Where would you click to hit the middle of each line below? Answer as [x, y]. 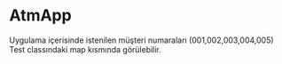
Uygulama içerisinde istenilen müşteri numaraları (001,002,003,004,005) [141, 40]
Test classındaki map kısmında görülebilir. [85, 49]
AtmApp [41, 16]
